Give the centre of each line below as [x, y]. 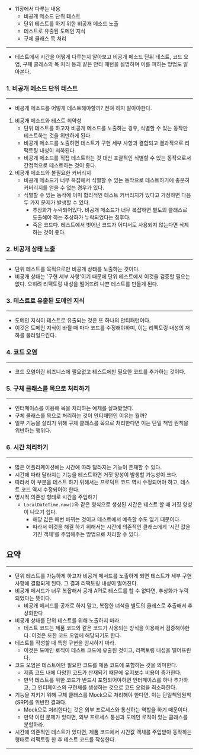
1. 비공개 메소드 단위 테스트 [42, 88]
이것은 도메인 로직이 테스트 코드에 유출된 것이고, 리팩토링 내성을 [97, 650]
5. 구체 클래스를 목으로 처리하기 [48, 389]
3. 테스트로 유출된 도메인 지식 [45, 300]
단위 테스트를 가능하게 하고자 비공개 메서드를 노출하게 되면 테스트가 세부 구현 [103, 575]
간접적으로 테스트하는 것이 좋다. [60, 165]
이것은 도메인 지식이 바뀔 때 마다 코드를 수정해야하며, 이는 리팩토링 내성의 [99, 328]
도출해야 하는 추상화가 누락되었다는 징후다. [81, 217]
